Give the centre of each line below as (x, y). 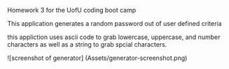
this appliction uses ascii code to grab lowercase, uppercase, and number (114, 37)
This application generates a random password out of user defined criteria (114, 23)
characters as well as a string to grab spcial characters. (87, 44)
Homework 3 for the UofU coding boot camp (72, 10)
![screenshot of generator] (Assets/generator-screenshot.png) (97, 58)
